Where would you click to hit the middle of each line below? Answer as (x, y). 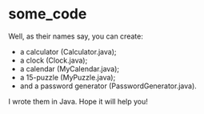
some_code (48, 14)
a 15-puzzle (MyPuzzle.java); (68, 77)
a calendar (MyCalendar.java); (70, 68)
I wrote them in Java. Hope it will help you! (78, 101)
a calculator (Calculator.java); (68, 51)
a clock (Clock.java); (54, 60)
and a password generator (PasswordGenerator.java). (108, 86)
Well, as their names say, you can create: (76, 36)
